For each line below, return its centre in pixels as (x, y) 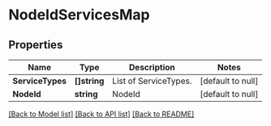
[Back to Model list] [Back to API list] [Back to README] (101, 114)
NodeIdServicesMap (79, 15)
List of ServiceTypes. (152, 81)
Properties (36, 45)
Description (152, 67)
